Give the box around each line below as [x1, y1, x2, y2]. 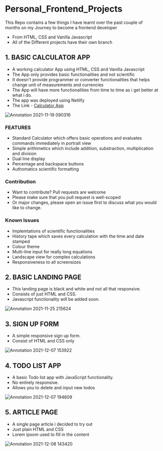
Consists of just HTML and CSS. [12, 291, 77, 297]
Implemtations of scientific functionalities [12, 228, 95, 234]
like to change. [12, 205, 42, 211]
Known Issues [5, 217, 39, 224]
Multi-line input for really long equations [12, 249, 92, 254]
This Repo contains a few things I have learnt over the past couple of [5, 19, 143, 25]
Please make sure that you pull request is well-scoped [12, 195, 121, 200]
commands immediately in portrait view [12, 140, 91, 146]
